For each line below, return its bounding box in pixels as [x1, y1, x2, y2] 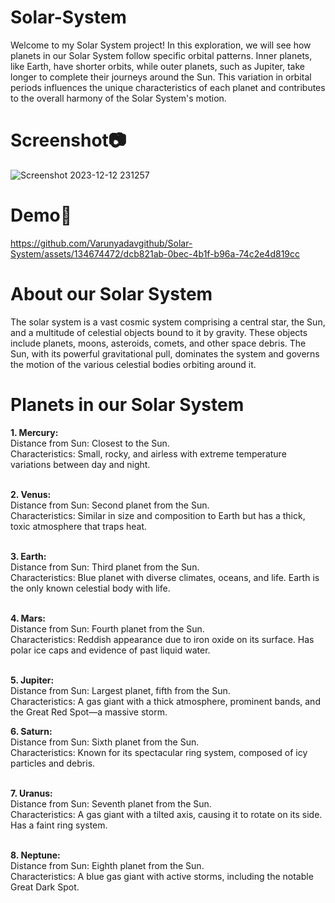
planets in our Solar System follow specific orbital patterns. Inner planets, [10, 49, 313, 61]
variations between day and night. [10, 458, 151, 470]
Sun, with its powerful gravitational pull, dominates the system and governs [10, 347, 320, 360]
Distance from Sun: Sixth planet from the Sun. [10, 736, 200, 748]
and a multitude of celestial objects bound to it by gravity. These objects [10, 326, 308, 338]
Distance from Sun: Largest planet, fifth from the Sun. [10, 684, 231, 696]
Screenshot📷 [10, 129, 127, 152]
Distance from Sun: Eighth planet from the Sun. [10, 859, 205, 871]
